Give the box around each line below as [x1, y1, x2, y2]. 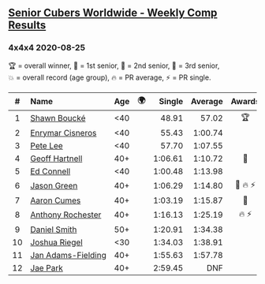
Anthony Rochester [30, 209, 102, 220]
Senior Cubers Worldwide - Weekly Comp [8, 6, 218, 20]
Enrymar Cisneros [30, 127, 97, 138]
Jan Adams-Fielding [30, 249, 106, 260]
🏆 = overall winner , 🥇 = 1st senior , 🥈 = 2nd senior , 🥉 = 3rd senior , [8, 61, 220, 70]
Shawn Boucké [30, 113, 86, 124]
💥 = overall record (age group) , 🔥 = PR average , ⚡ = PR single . [8, 73, 211, 82]
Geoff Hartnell [30, 153, 83, 164]
